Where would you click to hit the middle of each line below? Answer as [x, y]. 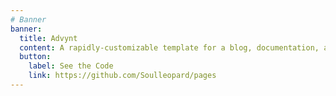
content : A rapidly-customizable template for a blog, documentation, [169, 47]
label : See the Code [71, 66]
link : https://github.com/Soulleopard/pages [122, 76]
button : [35, 57]
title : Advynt [48, 38]
